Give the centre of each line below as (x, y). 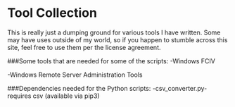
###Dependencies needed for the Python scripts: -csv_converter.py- (107, 88)
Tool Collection (52, 13)
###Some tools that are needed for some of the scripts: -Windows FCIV (112, 61)
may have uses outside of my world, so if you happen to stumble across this (118, 39)
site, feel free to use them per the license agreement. (84, 47)
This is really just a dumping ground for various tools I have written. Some (114, 32)
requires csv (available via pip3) (53, 96)
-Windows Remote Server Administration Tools (75, 75)
